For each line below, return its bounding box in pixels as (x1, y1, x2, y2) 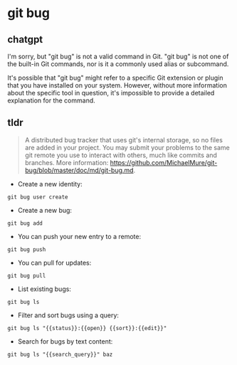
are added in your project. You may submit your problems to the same (24, 143, 230, 152)
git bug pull (7, 272, 46, 279)
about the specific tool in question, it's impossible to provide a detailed (7, 89, 215, 97)
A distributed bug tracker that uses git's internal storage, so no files (24, 135, 223, 144)
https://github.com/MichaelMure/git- (110, 158, 218, 166)
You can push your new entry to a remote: (17, 232, 141, 240)
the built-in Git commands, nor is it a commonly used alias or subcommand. (7, 60, 229, 68)
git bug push (7, 245, 46, 253)
